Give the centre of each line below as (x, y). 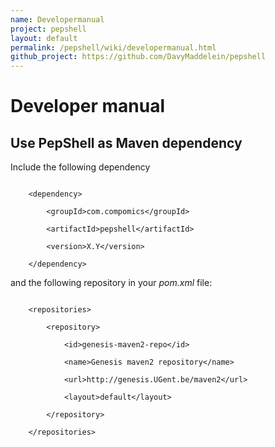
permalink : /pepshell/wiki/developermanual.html (113, 47)
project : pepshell (48, 29)
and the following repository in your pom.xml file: (111, 283)
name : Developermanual (57, 19)
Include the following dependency (80, 167)
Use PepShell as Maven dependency (126, 142)
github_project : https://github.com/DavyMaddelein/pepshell (138, 57)
